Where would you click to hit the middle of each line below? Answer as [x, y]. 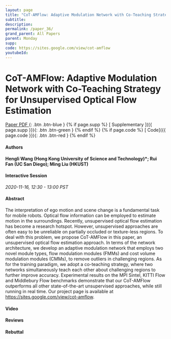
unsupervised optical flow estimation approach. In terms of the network [80, 243]
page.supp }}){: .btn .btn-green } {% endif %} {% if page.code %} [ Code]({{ [85, 130]
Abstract [15, 199]
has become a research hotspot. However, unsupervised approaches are [82, 226]
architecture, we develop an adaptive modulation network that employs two [84, 248]
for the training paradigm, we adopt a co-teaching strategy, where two [79, 264]
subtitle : [16, 19]
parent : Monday [21, 39]
